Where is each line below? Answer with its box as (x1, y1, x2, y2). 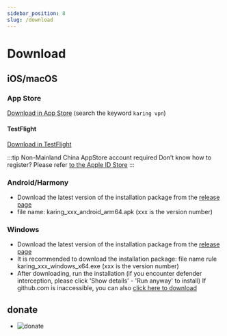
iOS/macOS (7, 73, 58, 85)
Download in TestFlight (7, 140, 72, 148)
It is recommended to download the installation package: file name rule (16, 255, 217, 263)
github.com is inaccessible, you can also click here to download (16, 284, 197, 292)
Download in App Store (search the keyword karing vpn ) (7, 109, 166, 117)
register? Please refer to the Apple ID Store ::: (7, 160, 135, 168)
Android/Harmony (7, 177, 69, 187)
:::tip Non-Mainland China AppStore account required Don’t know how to (7, 153, 212, 161)
